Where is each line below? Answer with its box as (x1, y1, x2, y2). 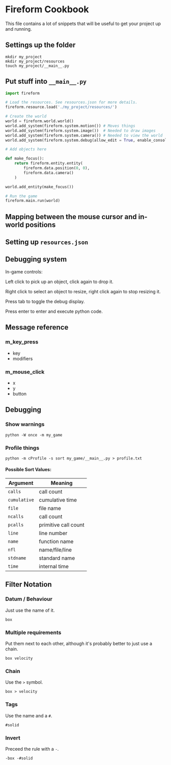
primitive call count (39, 521, 85, 528)
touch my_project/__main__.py (5, 63, 70, 68)
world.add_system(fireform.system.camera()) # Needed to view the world (5, 133, 163, 138)
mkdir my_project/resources (5, 59, 65, 64)
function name (39, 538, 74, 545)
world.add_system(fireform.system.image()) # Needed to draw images (5, 128, 156, 133)
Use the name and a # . (5, 712, 52, 718)
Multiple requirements (5, 629, 62, 636)
